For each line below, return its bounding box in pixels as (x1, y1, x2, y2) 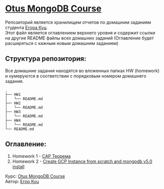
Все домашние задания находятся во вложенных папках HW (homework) (5, 68, 160, 74)
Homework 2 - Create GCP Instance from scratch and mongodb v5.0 (12, 158, 153, 164)
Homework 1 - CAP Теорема (12, 153, 71, 159)
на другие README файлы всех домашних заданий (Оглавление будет (5, 35, 154, 41)
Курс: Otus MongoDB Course (5, 173, 65, 179)
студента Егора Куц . (5, 24, 48, 30)
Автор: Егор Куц (5, 178, 40, 184)
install (12, 163, 25, 169)
